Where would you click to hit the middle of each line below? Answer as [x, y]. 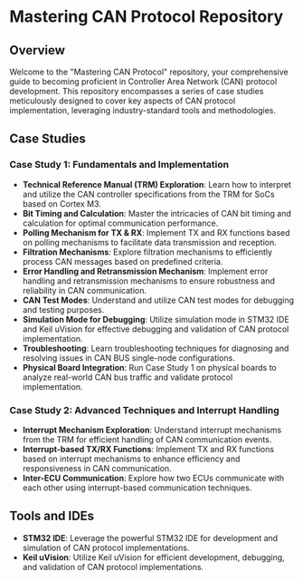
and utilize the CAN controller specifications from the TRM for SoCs [148, 194]
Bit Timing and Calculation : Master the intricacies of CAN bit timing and [157, 213]
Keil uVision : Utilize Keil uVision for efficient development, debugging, [153, 557]
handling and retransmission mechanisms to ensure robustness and [149, 281]
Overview [38, 50]
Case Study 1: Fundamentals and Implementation [119, 165]
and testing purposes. [63, 309]
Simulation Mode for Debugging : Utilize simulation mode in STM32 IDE [156, 319]
